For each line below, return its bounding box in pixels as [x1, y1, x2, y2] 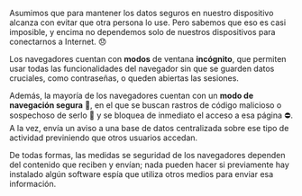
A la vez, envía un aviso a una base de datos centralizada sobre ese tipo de [9, 123, 289, 133]
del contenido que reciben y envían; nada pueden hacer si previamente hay [9, 159, 290, 170]
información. [9, 179, 57, 189]
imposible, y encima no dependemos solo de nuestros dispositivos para [9, 27, 276, 37]
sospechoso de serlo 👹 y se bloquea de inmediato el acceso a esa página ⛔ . [9, 110, 294, 120]
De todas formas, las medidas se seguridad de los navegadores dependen [9, 150, 286, 160]
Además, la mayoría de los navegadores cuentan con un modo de [9, 90, 254, 101]
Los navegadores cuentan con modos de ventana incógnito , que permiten [9, 54, 287, 64]
